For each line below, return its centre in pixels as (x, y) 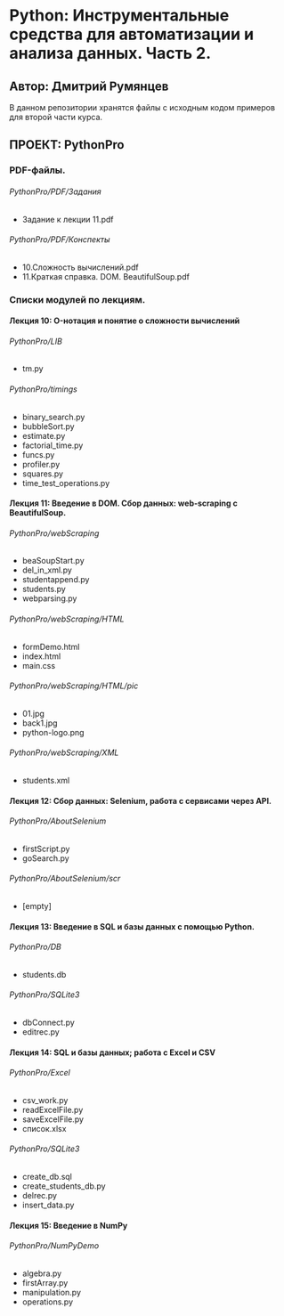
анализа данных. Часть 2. (110, 53)
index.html (41, 656)
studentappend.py (56, 580)
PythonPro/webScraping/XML (64, 752)
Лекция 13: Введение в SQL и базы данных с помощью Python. (132, 926)
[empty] (37, 906)
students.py (44, 589)
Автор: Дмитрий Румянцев (89, 86)
